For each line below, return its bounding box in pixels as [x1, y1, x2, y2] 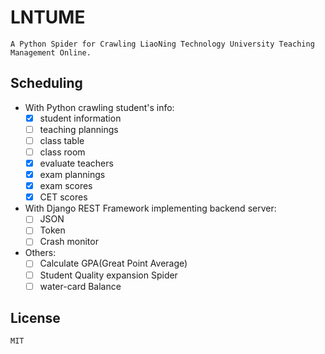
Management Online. [10, 47, 92, 58]
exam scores [39, 180, 93, 192]
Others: [24, 247, 57, 259]
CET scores [39, 191, 88, 203]
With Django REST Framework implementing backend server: [24, 202, 277, 215]
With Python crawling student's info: [24, 101, 175, 113]
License [10, 310, 61, 327]
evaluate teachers [39, 157, 114, 169]
